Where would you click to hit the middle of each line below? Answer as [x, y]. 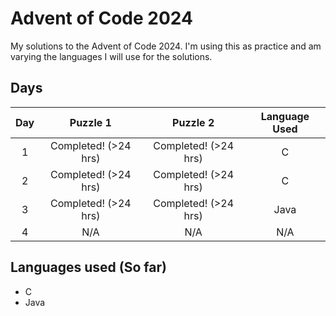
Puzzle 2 [193, 122]
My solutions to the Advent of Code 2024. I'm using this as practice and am [166, 46]
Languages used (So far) [88, 267]
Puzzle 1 [90, 122]
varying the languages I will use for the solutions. [111, 56]
